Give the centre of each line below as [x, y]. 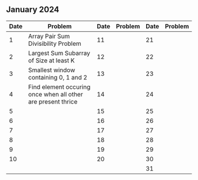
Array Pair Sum [49, 36]
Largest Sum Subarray [59, 53]
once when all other [56, 94]
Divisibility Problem [55, 44]
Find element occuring [60, 86]
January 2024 [33, 10]
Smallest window [52, 70]
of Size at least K [52, 60]
